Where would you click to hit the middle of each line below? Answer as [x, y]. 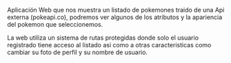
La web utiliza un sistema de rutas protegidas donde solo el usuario [103, 38]
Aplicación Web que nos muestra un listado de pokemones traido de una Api [116, 10]
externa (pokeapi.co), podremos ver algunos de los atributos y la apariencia [115, 17]
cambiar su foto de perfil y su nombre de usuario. [78, 52]
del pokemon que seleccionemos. [55, 24]
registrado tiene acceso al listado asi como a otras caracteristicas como [109, 45]
